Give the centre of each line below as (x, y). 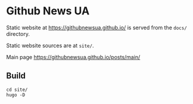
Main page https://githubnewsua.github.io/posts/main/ (73, 57)
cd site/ (17, 90)
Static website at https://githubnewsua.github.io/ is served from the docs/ (96, 27)
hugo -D (16, 95)
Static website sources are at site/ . (50, 45)
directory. (18, 33)
